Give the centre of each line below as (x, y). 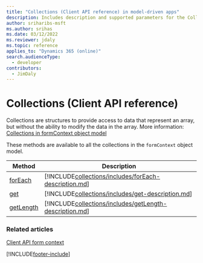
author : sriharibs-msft (36, 23)
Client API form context (35, 242)
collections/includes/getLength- (121, 204)
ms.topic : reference (32, 46)
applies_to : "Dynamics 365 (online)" (54, 51)
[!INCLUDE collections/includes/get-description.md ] (118, 194)
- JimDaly (24, 74)
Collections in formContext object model (56, 133)
